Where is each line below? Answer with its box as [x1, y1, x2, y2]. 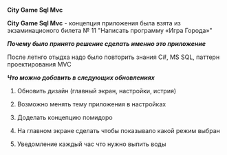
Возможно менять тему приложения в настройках [17, 100, 166, 108]
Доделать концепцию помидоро [17, 113, 113, 121]
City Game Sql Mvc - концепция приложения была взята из [7, 19, 181, 27]
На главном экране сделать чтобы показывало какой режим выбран [17, 127, 220, 134]
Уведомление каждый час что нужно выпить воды [17, 140, 166, 148]
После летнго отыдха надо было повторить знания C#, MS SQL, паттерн [7, 53, 220, 61]
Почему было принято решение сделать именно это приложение [7, 40, 206, 47]
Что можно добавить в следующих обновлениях [7, 73, 155, 82]
